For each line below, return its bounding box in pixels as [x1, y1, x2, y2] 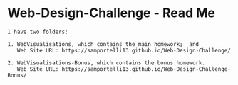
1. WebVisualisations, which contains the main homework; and [7, 40, 200, 47]
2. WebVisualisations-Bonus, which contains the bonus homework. [7, 59, 205, 67]
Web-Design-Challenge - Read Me [7, 5, 216, 21]
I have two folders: [7, 28, 69, 35]
